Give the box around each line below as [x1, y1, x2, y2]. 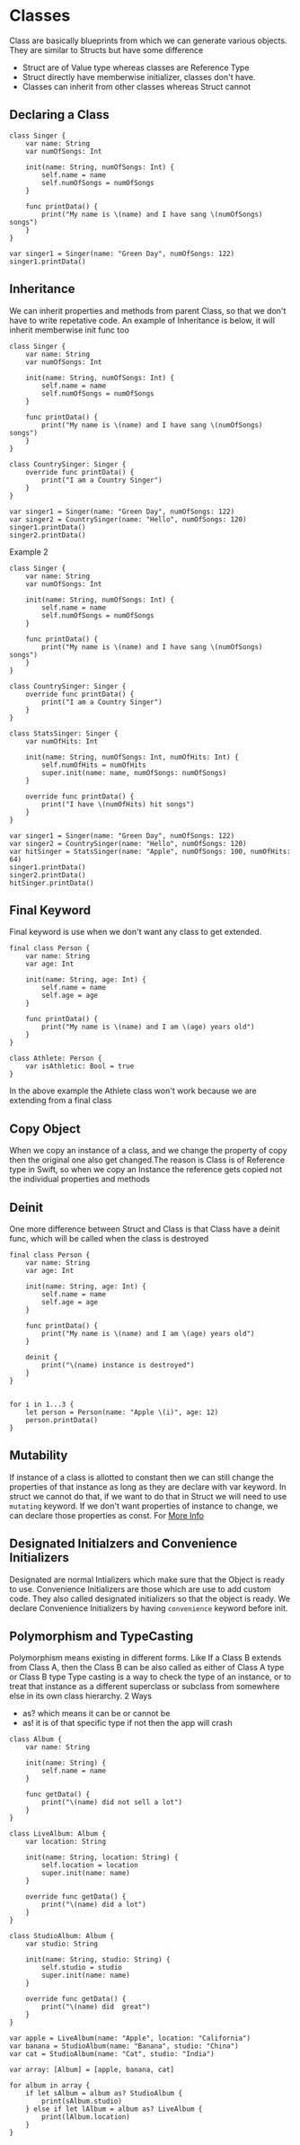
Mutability [9, 1448, 68, 1464]
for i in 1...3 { [9, 1400, 75, 1409]
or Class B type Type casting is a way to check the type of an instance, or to [9, 1671, 292, 1682]
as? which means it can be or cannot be [22, 1708, 171, 1719]
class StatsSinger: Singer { [9, 729, 119, 738]
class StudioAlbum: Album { [9, 1932, 115, 1941]
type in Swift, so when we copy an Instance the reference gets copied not [9, 1164, 283, 1175]
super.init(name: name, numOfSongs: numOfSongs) [41, 768, 227, 778]
